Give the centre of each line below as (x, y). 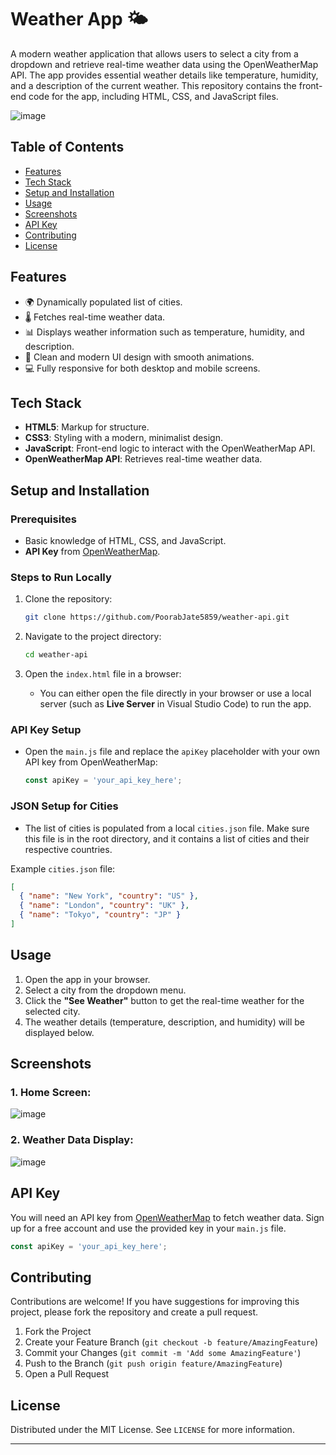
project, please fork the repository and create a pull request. (134, 1312)
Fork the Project (58, 1332)
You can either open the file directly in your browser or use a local (175, 693)
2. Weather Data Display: (72, 1140)
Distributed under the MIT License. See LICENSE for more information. (152, 1430)
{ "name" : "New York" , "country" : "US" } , (109, 896)
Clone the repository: (68, 599)
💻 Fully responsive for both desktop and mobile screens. (142, 368)
